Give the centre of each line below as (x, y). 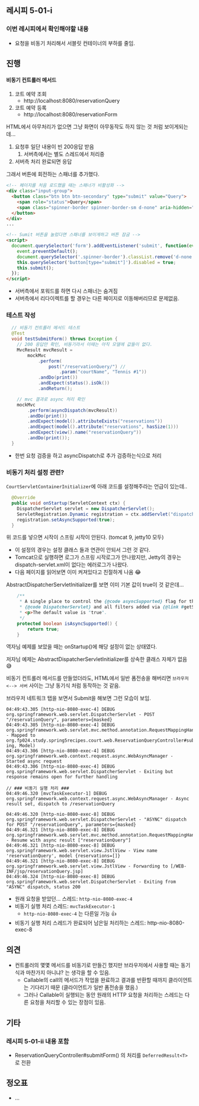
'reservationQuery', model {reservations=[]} (63, 856)
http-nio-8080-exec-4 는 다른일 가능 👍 (70, 914)
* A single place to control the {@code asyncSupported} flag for (103, 602)
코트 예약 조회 (31, 94)
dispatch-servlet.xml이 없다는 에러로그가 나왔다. (71, 565)
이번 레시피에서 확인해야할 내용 (47, 29)
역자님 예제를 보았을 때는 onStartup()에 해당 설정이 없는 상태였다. (82, 647)
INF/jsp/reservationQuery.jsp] (45, 872)
